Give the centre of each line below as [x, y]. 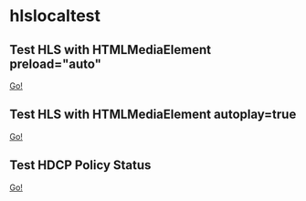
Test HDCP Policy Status [80, 165]
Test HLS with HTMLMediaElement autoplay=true [153, 115]
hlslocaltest [55, 16]
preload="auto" [56, 63]
